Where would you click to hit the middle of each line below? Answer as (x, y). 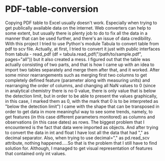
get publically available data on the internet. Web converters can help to (78, 28)
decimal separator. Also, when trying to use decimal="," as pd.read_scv (77, 138)
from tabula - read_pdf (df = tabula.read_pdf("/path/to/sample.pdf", (74, 54)
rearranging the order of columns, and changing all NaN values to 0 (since (81, 85)
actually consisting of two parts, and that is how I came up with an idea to (80, 64)
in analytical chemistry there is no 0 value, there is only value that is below (81, 91)
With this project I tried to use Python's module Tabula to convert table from (82, 43)
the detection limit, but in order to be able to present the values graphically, (81, 96)
